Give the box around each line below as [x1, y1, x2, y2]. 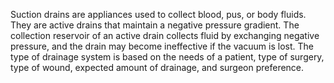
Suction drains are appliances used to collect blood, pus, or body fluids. [10, 9, 307, 20]
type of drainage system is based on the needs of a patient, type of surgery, [10, 51, 325, 63]
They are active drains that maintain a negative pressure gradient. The [10, 19, 300, 31]
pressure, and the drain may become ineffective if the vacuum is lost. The [10, 40, 314, 52]
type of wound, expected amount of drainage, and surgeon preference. [10, 62, 305, 73]
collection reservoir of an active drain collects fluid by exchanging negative [10, 30, 320, 41]
